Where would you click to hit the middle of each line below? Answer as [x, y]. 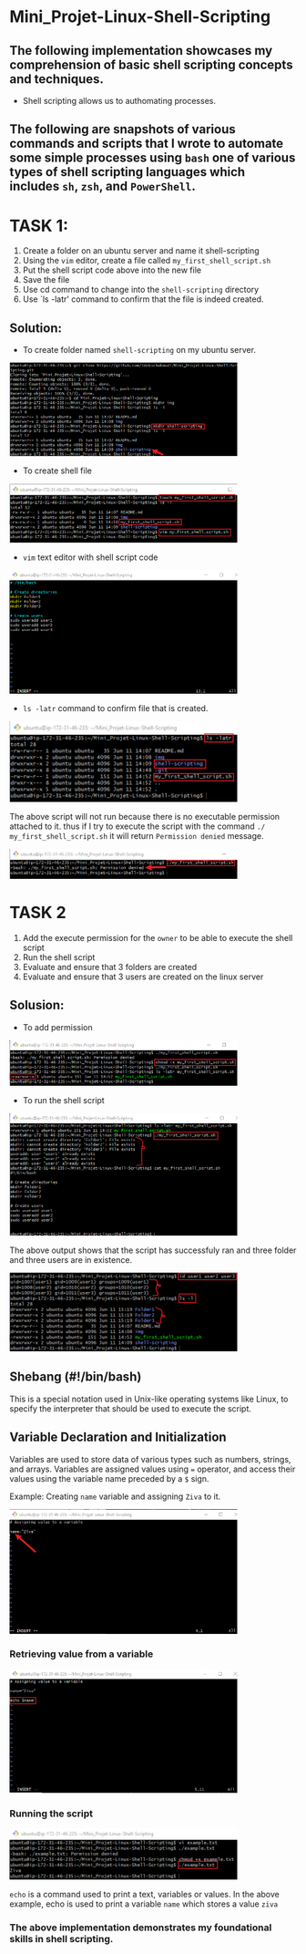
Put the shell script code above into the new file [112, 270]
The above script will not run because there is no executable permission [145, 817]
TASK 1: [39, 226]
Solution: [36, 328]
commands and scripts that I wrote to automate [147, 144]
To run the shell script [63, 1100]
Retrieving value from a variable [82, 1654]
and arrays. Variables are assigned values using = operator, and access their [153, 1469]
